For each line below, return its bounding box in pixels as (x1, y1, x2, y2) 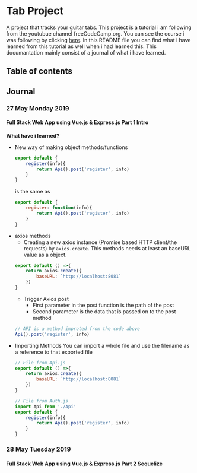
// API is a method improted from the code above (14, 325, 141, 332)
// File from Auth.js (14, 398, 68, 404)
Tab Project (6, 4, 64, 18)
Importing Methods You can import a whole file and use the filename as (14, 342, 190, 349)
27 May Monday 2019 (6, 104, 69, 112)
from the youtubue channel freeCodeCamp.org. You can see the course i (6, 30, 185, 37)
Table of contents (6, 66, 72, 77)
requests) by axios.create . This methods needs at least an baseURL (23, 245, 191, 252)
